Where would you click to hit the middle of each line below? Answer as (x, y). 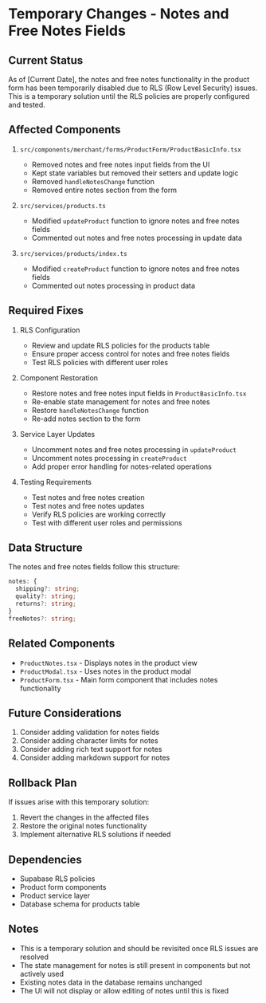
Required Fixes (46, 311)
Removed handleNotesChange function (93, 181)
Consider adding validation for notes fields (90, 732)
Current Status (46, 60)
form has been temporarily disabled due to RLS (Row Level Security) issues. (133, 88)
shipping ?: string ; (48, 589)
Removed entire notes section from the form (104, 190)
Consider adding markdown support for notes (95, 757)
